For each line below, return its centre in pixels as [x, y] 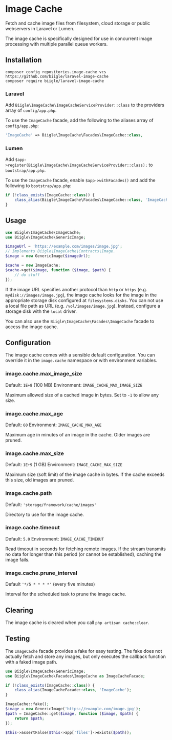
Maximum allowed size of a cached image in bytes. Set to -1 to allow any [82, 395]
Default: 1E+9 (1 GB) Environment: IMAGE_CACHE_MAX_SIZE [64, 465]
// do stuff [27, 275]
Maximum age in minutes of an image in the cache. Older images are [78, 434]
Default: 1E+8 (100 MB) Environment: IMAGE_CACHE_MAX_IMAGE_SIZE [74, 385]
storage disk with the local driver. [41, 311]
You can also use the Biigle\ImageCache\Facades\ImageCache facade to [80, 321]
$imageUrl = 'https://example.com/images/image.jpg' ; [64, 247]
